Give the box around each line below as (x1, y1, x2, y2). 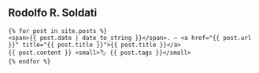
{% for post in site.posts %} (8, 27, 108, 35)
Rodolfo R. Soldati (8, 6, 98, 20)
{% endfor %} (8, 57, 51, 65)
